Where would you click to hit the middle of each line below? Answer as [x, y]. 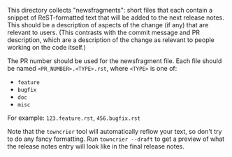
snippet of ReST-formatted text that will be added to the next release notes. [116, 18]
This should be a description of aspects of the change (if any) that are [108, 25]
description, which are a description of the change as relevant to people [111, 40]
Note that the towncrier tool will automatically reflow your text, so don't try [115, 131]
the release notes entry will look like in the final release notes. [96, 146]
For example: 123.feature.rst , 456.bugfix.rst [74, 118]
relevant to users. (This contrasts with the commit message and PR [104, 32]
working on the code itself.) [46, 47]
